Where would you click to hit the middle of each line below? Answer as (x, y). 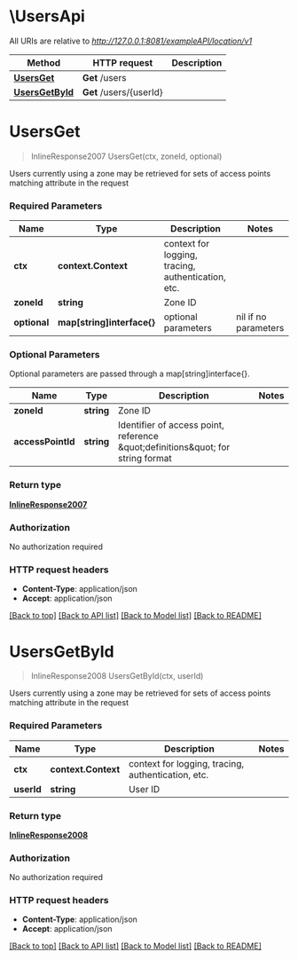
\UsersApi (47, 16)
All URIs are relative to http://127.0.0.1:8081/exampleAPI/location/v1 (131, 41)
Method (43, 62)
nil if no (251, 317)
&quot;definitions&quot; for (174, 447)
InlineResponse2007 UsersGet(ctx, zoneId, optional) (126, 156)
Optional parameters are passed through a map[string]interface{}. (129, 374)
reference (139, 437)
